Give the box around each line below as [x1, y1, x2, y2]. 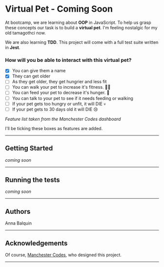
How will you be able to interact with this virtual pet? [5, 57, 132, 63]
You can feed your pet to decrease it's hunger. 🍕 [12, 90, 110, 95]
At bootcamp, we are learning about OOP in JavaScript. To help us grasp [5, 19, 151, 25]
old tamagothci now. [5, 30, 46, 36]
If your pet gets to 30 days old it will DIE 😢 [12, 106, 99, 112]
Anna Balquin [5, 220, 32, 226]
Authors [5, 207, 31, 215]
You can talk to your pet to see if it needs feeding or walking [12, 95, 133, 101]
